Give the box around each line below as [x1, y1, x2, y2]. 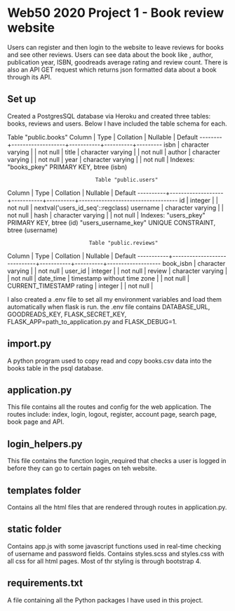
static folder [7, 523, 62, 535]
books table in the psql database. [7, 363, 104, 372]
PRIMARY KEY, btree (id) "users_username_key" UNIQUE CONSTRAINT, [7, 218, 216, 227]
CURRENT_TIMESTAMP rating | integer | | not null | [7, 281, 154, 290]
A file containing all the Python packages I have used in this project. [7, 596, 203, 604]
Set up [7, 93, 36, 105]
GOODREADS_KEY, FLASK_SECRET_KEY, [7, 310, 127, 318]
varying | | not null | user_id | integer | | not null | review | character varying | [7, 267, 228, 275]
